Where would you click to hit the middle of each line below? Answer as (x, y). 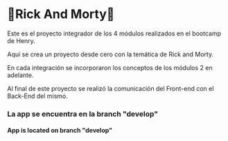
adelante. (20, 75)
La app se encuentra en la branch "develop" (82, 114)
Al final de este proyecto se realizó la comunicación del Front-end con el (111, 88)
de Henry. (21, 40)
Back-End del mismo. (37, 96)
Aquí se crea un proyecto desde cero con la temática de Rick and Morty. (110, 54)
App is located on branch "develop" (60, 131)
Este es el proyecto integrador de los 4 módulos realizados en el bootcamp (114, 33)
